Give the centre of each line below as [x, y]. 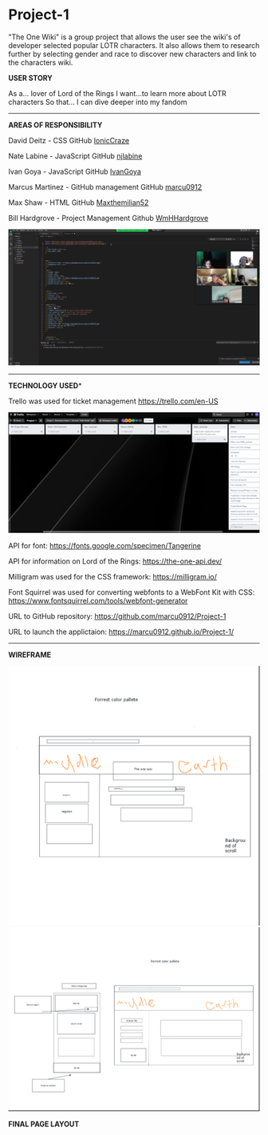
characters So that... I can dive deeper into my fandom [98, 102]
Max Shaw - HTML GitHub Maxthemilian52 [79, 203]
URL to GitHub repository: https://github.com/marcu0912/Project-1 [117, 616]
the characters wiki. [41, 62]
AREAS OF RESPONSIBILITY [55, 125]
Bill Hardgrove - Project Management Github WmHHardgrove [108, 218]
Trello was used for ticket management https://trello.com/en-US [113, 401]
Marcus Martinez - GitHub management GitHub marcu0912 [105, 186]
